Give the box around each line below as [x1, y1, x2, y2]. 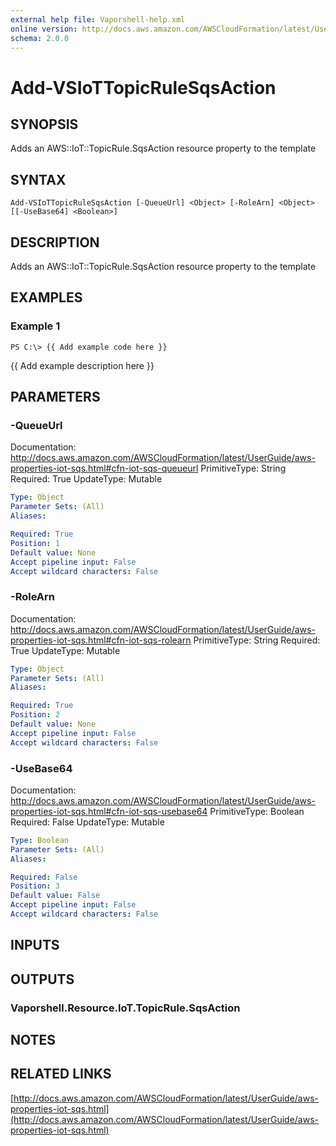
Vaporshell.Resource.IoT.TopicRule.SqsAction [10, 1001, 241, 1015]
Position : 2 [10, 710, 60, 720]
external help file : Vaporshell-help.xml [10, 14, 186, 25]
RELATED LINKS [10, 1066, 112, 1083]
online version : [10, 24, 78, 34]
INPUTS [10, 937, 60, 954]
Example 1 [10, 319, 61, 333]
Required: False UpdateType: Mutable [10, 816, 165, 828]
